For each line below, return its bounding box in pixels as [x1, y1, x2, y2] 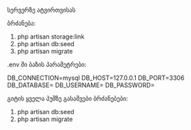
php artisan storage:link [17, 32, 85, 41]
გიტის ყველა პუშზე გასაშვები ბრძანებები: [7, 94, 128, 102]
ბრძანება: [7, 19, 36, 27]
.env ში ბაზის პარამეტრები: [7, 61, 87, 68]
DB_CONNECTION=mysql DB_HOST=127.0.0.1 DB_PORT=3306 [7, 74, 185, 82]
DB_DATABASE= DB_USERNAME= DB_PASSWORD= [7, 81, 155, 89]
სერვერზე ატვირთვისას [7, 6, 76, 14]
